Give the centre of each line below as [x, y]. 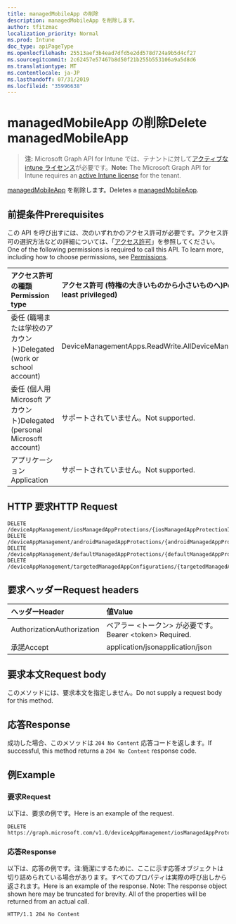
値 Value [120, 612]
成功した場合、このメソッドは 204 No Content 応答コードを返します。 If [110, 743]
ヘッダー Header [38, 612]
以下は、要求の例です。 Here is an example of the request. [91, 813]
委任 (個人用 [31, 389]
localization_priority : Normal [53, 33]
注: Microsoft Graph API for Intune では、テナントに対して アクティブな [126, 159]
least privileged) [90, 295]
